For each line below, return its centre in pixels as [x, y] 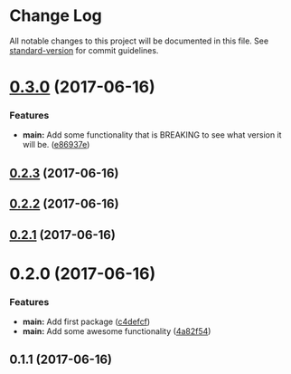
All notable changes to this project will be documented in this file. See [139, 41]
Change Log [56, 16]
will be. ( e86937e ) [56, 145]
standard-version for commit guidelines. [84, 50]
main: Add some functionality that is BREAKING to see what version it [152, 135]
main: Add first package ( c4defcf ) [86, 321]
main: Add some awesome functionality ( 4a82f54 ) [117, 331]
